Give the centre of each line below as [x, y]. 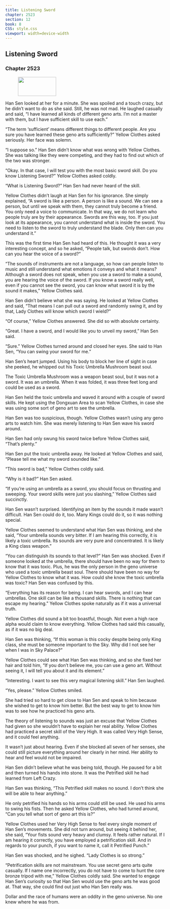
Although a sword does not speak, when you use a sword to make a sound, [84, 274]
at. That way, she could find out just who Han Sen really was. [69, 887]
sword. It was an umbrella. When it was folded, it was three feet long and [81, 382]
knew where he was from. [32, 902]
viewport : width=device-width [37, 33]
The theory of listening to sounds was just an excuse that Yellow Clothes [81, 721]
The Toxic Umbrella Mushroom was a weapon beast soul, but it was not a [82, 377]
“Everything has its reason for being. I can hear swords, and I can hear [79, 592]
